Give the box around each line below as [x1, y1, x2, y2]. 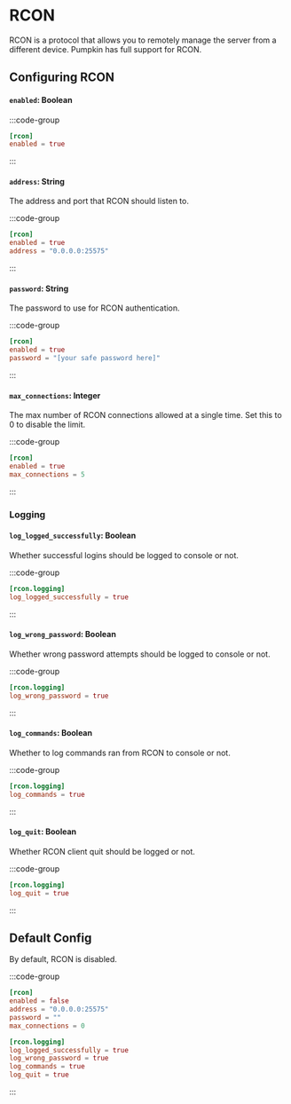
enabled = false [9, 997, 69, 1005]
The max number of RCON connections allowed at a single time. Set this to [9, 410, 282, 421]
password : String [9, 283, 69, 294]
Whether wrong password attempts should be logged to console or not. [9, 649, 271, 659]
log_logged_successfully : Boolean [9, 530, 137, 541]
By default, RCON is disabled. [9, 954, 118, 965]
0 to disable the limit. [9, 419, 86, 430]
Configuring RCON [9, 70, 115, 85]
